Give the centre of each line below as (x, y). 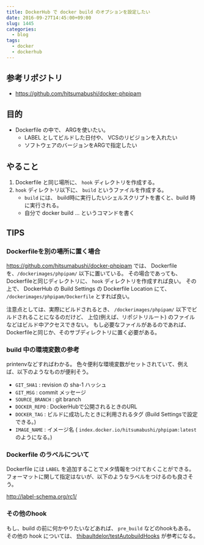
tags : (13, 40)
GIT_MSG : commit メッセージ (51, 393)
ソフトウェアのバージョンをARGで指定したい (81, 145)
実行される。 (46, 205)
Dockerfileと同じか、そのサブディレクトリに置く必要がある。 (83, 332)
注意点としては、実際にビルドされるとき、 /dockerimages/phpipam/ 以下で (99, 309)
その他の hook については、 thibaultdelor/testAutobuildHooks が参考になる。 (103, 536)
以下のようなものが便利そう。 (54, 372)
